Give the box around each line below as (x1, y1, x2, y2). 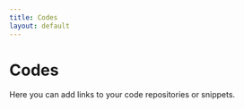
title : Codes (9, 13, 58, 22)
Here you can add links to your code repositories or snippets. (9, 89, 236, 100)
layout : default (9, 21, 70, 30)
